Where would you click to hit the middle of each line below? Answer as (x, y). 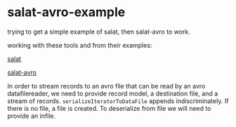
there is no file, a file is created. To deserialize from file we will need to (109, 108)
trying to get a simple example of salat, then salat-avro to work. (99, 32)
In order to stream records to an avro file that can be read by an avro (106, 86)
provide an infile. (32, 116)
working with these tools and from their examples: (80, 45)
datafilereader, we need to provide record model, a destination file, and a (113, 93)
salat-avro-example (66, 12)
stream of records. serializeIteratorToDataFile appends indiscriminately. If (118, 101)
